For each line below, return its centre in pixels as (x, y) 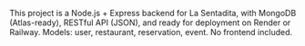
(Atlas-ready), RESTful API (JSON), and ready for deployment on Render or (150, 23)
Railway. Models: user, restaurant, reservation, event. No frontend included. (151, 32)
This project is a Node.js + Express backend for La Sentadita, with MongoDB (153, 13)
